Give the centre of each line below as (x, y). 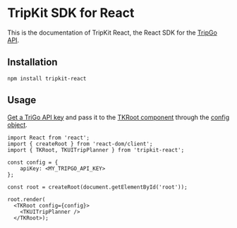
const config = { (33, 162)
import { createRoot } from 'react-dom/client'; (80, 144)
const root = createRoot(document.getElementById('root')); (98, 187)
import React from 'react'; (49, 138)
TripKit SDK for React (71, 13)
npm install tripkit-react (47, 78)
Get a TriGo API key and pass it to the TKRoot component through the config (119, 117)
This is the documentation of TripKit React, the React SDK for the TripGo (112, 32)
